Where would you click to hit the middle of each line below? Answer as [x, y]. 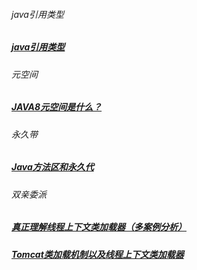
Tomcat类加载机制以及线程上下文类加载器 [97, 254]
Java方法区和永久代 [52, 167]
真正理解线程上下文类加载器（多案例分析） [99, 227]
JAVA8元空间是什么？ [57, 107]
